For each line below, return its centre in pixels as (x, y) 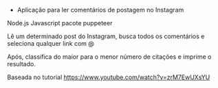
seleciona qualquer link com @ (51, 43)
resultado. (21, 64)
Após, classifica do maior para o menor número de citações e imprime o (109, 57)
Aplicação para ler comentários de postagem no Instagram (100, 10)
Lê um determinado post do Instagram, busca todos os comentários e (106, 36)
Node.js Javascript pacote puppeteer (60, 23)
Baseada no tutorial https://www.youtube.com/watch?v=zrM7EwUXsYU (109, 77)
